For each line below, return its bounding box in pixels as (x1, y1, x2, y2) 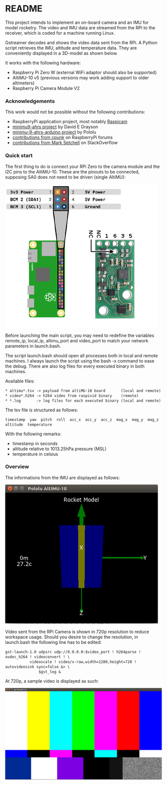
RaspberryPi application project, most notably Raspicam (12, 119, 128, 125)
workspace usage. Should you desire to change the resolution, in (5, 634, 138, 640)
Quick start (5, 152, 33, 159)
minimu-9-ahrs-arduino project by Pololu (12, 129, 96, 135)
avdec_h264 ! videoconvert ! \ (5, 654, 70, 659)
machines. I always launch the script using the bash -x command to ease (5, 358, 155, 364)
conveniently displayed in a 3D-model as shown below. (5, 50, 118, 56)
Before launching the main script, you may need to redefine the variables (5, 332, 155, 338)
